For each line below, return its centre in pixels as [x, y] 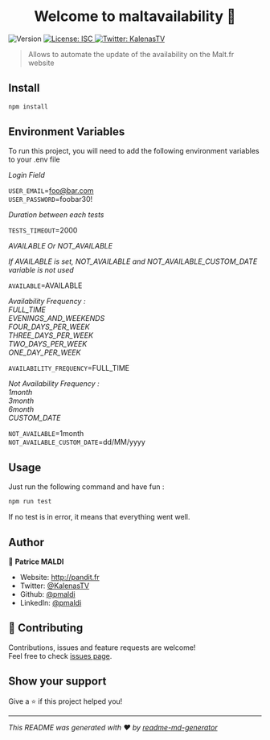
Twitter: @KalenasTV [55, 586]
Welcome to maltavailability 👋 [135, 16]
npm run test [30, 502]
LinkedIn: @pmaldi [51, 602]
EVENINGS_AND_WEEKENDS [57, 319]
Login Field [27, 175]
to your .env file [34, 159]
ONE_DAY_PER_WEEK [45, 352]
